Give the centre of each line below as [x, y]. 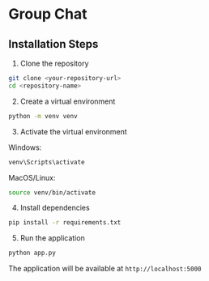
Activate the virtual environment [73, 131]
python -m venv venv [43, 116]
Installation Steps [53, 44]
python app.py [32, 253]
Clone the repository [54, 63]
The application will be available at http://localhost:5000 [105, 269]
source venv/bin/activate [52, 192]
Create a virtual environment [68, 101]
